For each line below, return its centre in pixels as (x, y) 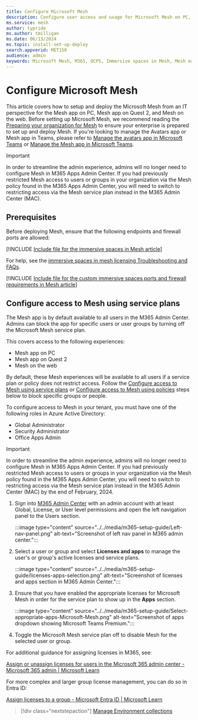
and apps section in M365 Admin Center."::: (67, 582)
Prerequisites (31, 217)
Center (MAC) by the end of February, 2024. (60, 492)
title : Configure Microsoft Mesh (47, 12)
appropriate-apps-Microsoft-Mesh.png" (63, 617)
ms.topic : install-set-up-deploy (47, 45)
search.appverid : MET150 (37, 50)
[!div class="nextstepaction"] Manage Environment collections (96, 711)
